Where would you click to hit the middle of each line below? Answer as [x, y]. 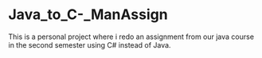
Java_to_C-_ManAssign [88, 15]
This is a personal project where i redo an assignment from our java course [131, 37]
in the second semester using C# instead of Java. [90, 44]
